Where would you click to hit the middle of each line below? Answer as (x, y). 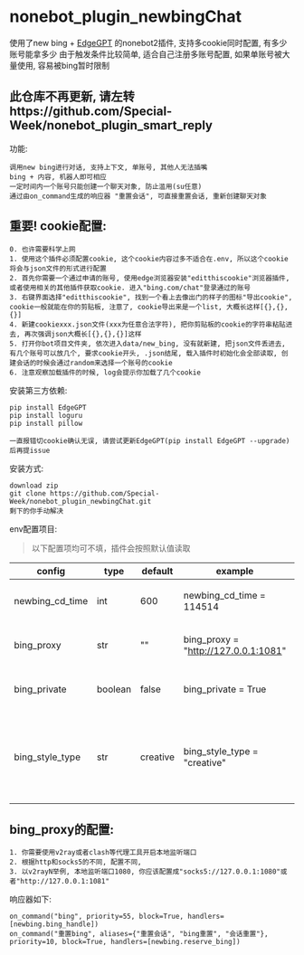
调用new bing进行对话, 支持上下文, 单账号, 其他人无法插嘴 (109, 167)
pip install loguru (46, 415)
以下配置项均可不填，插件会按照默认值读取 (111, 548)
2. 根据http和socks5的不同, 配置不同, (76, 862)
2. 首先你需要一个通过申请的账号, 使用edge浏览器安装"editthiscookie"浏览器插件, (150, 278)
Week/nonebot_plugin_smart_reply (111, 125)
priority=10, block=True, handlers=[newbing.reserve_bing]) (125, 942)
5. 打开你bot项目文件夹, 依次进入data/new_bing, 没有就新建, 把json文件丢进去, (148, 344)
